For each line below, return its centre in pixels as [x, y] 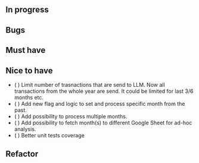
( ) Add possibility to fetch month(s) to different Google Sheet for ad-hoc [103, 123]
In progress [27, 10]
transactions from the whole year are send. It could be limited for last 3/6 [104, 91]
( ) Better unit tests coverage [49, 135]
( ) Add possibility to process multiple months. [71, 116]
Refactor [22, 154]
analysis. [25, 129]
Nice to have [29, 70]
